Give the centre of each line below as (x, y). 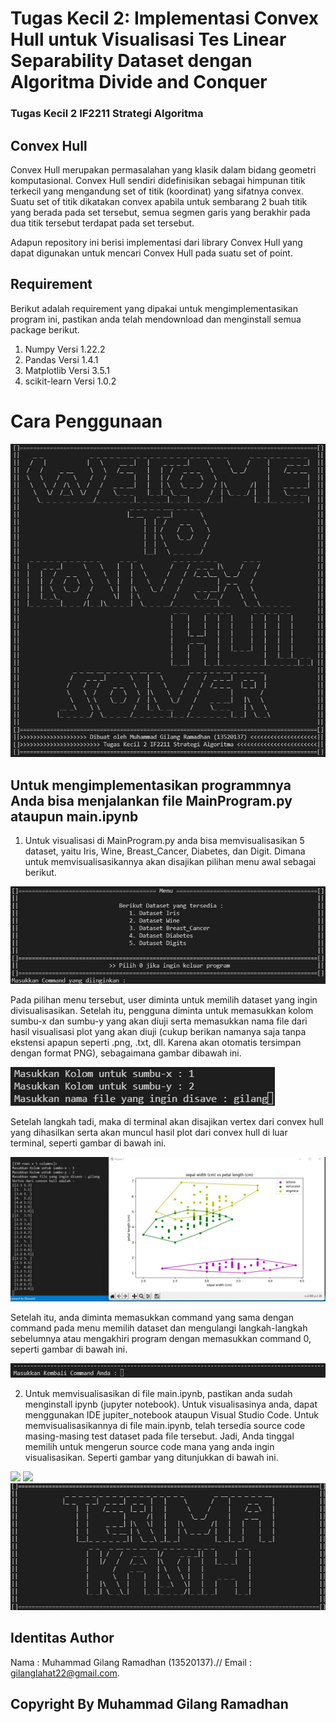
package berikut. (45, 329)
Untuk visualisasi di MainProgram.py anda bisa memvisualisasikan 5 (164, 841)
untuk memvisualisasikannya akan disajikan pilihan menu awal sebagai (170, 862)
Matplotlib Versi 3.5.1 (67, 370)
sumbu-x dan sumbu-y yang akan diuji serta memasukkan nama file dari (159, 1021)
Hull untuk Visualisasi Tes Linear (148, 39)
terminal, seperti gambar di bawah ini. (88, 1143)
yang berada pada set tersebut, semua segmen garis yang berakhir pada (160, 212)
